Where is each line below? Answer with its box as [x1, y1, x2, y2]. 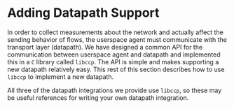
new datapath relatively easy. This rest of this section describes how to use [7, 65, 225, 73]
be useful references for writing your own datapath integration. [7, 93, 189, 102]
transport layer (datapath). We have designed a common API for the [7, 43, 203, 51]
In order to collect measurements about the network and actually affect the [7, 28, 224, 36]
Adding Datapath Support [7, 5, 160, 21]
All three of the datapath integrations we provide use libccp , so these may [7, 86, 222, 94]
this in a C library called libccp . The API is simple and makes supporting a [7, 57, 219, 66]
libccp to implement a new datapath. [7, 72, 114, 81]
